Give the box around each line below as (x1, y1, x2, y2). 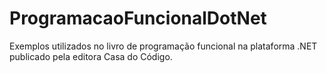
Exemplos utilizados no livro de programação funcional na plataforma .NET (9, 40, 318, 52)
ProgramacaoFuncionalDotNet (9, 7, 267, 30)
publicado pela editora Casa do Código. (9, 50, 173, 62)
